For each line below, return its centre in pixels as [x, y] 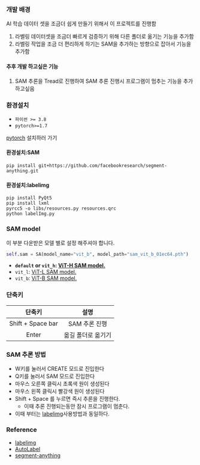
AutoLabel [28, 449]
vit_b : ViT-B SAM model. [46, 278]
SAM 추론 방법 [26, 354]
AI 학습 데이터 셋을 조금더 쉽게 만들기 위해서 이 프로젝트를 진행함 [81, 24]
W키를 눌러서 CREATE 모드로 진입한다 [60, 368]
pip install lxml [28, 203]
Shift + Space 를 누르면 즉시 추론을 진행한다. [67, 398]
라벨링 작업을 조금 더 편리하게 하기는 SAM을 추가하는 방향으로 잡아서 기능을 [103, 44]
